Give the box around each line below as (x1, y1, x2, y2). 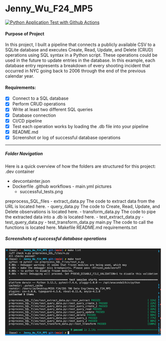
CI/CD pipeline (12, 118, 42, 124)
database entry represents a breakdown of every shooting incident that (5, 63, 150, 69)
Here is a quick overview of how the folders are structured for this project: (5, 163, 156, 169)
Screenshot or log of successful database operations (12, 134, 121, 140)
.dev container (5, 169, 35, 174)
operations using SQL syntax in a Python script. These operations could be (5, 52, 158, 58)
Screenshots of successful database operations (5, 236, 107, 242)
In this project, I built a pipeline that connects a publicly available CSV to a (5, 42, 156, 47)
